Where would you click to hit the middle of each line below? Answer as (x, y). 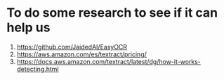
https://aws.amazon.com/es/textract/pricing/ (81, 54)
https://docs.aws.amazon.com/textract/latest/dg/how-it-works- (109, 61)
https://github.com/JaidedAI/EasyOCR (72, 47)
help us (28, 27)
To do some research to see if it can (112, 13)
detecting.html (38, 69)
